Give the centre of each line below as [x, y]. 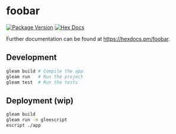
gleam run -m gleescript [37, 120]
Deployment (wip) [40, 100]
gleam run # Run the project [45, 76]
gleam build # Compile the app [45, 71]
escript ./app [24, 125]
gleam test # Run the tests [42, 82]
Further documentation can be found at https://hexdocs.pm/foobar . [88, 39]
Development [32, 58]
